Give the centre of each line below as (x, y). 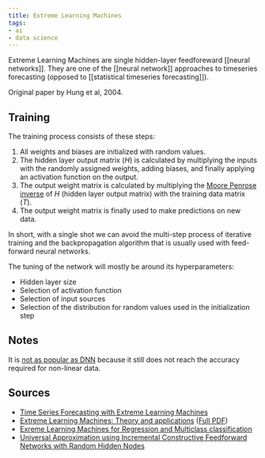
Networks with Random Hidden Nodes (82, 445)
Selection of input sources (62, 299)
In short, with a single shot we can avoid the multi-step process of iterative (130, 235)
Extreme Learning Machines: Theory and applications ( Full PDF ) (124, 420)
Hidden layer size (48, 282)
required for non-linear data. (55, 368)
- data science (33, 38)
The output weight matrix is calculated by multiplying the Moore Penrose (138, 185)
